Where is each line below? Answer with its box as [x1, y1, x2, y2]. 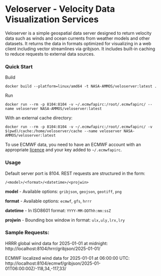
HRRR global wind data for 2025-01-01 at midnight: [5, 240, 108, 246]
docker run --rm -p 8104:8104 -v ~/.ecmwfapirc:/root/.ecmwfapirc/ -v [5, 124, 153, 130]
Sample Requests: [5, 229, 50, 236]
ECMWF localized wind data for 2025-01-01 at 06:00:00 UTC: [5, 255, 130, 261]
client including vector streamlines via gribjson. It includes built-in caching [5, 46, 156, 52]
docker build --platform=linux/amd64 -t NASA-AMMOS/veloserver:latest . [5, 84, 157, 89]
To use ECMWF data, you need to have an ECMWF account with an [5, 141, 141, 148]
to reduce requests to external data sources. [5, 51, 95, 57]
